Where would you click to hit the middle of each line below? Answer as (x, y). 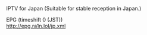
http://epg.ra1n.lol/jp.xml (36, 26)
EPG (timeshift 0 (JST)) (35, 20)
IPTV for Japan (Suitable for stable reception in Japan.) (74, 8)
